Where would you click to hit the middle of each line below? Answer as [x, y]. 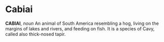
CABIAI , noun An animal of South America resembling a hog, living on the [82, 23]
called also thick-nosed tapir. [36, 34]
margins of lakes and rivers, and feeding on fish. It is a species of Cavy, [80, 28]
